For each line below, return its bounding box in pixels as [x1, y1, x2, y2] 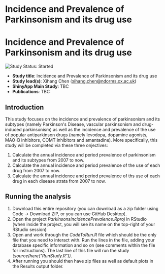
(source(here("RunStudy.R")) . [12, 253, 72, 259]
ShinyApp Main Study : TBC [12, 83, 69, 89]
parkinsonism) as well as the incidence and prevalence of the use [23, 126, 156, 132]
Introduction [5, 103, 44, 112]
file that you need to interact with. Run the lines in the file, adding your [12, 237, 155, 243]
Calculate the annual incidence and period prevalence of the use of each [12, 162, 160, 168]
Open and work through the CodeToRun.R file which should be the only [12, 232, 157, 237]
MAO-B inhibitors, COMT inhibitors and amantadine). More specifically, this [5, 137, 158, 143]
